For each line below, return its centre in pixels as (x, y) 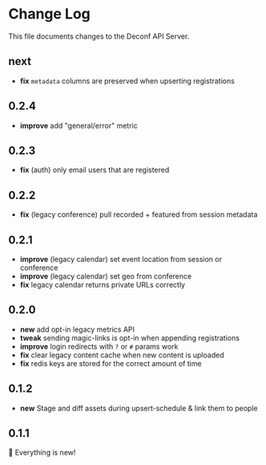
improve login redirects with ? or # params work (99, 346)
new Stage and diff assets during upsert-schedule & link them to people (139, 408)
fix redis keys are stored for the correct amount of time (111, 363)
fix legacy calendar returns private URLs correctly (103, 285)
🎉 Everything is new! (42, 453)
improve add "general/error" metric (79, 125)
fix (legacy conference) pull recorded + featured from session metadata (139, 214)
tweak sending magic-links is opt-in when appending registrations (130, 337)
